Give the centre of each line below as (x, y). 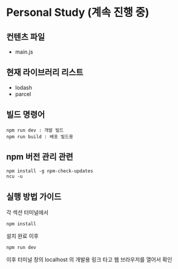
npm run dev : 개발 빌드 (35, 130)
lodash (23, 87)
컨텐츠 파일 (26, 37)
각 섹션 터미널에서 (27, 212)
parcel (23, 94)
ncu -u (15, 176)
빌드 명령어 (26, 115)
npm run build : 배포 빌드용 (40, 137)
